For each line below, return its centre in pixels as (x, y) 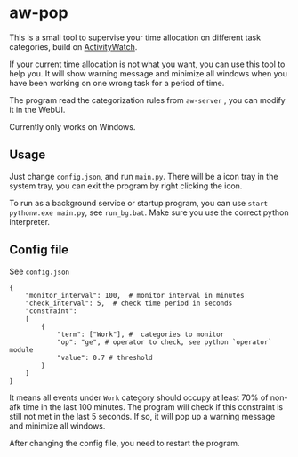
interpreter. (30, 221)
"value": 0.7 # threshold (105, 357)
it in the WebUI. (37, 109)
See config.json (39, 271)
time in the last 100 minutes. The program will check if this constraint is (153, 406)
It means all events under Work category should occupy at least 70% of (139, 397)
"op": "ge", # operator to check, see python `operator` (165, 342)
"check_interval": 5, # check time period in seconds (129, 303)
